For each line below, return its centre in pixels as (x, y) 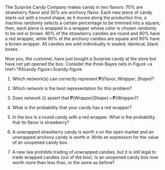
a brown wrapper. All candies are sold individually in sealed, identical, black (82, 44)
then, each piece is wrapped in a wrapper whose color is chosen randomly (81, 28)
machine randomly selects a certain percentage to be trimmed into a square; (83, 23)
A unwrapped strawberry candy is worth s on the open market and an (83, 132)
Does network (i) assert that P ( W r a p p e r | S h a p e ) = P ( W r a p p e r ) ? (75, 98)
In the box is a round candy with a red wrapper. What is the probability (83, 117)
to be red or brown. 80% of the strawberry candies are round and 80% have (82, 33)
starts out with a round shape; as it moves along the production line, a (76, 18)
